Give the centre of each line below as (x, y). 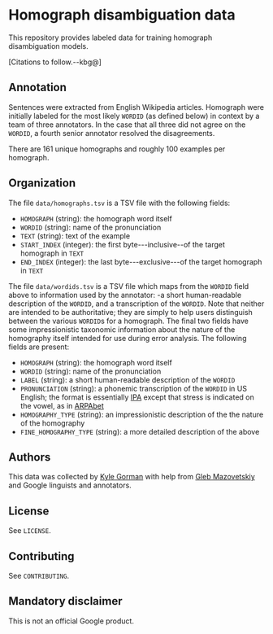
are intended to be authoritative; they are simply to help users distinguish (131, 312)
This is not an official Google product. (71, 621)
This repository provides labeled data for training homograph (110, 37)
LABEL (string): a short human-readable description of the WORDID (128, 379)
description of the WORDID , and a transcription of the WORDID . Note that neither (136, 304)
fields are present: (39, 347)
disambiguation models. (48, 46)
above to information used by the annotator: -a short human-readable (125, 295)
